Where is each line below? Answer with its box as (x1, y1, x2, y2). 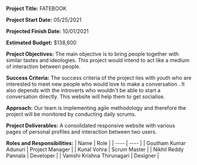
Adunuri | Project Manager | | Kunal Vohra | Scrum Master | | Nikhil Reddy (6, 146, 184, 153)
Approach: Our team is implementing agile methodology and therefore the (6, 105, 186, 111)
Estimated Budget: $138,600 (6, 39, 77, 46)
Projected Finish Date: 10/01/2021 (6, 28, 89, 35)
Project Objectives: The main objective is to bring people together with (6, 50, 179, 58)
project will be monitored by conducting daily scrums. (6, 111, 136, 117)
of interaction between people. (6, 63, 81, 70)
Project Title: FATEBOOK (6, 5, 66, 12)
